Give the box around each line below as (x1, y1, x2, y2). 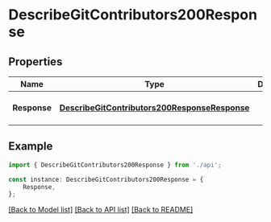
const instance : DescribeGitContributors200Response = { (8, 175, 204, 183)
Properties (8, 55, 63, 68)
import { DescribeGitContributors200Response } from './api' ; (8, 161, 222, 169)
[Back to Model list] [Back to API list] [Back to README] (8, 205, 194, 215)
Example (8, 139, 53, 154)
